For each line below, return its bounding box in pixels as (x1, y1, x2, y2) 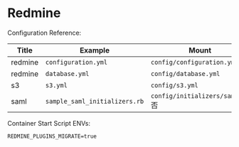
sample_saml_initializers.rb (45, 97, 144, 105)
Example (79, 45, 110, 55)
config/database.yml (150, 70, 221, 77)
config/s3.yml (150, 81, 198, 89)
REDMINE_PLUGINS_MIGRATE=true (7, 133, 97, 140)
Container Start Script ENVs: (7, 119, 91, 127)
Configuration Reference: (7, 28, 82, 37)
